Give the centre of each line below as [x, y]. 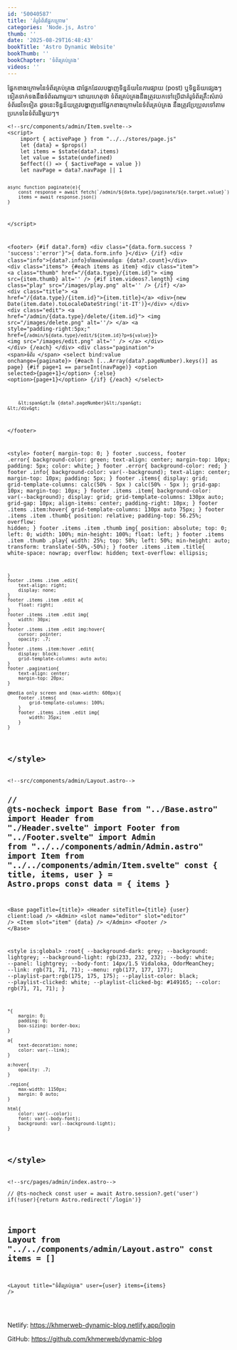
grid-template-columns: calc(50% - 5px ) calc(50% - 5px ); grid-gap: [114, 485]
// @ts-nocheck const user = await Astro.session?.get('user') [103, 1193]
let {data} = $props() [54, 145]
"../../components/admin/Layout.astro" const [110, 1249]
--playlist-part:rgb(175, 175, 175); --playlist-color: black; [103, 976]
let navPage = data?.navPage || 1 [71, 170]
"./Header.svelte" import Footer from [94, 828]
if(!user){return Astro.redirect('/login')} [74, 1200]
